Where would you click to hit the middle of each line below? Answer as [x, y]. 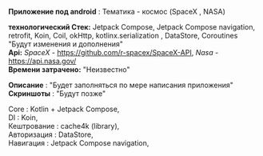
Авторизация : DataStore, [51, 134]
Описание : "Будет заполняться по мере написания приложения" [121, 85]
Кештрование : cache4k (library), [64, 126]
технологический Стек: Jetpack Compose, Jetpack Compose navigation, [132, 27]
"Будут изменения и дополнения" [66, 44]
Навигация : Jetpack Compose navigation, [79, 143]
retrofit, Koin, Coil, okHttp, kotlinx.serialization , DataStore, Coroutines [123, 36]
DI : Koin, [23, 118]
